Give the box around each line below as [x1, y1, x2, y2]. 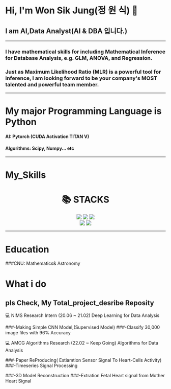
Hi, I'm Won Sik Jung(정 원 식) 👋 [5, 5, 138, 16]
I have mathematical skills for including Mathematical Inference [5, 48, 165, 55]
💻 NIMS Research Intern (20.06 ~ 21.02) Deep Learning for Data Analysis [5, 312, 160, 318]
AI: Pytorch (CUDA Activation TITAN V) [5, 133, 90, 140]
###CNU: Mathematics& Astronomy [5, 260, 80, 266]
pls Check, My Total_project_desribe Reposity [5, 299, 154, 307]
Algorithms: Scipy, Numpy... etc [5, 145, 75, 151]
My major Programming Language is [5, 105, 162, 117]
